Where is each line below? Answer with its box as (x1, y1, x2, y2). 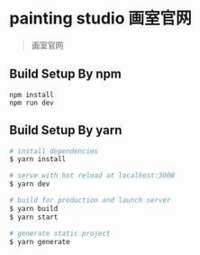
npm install (9, 90, 54, 99)
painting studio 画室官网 (9, 8, 192, 29)
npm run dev (9, 98, 54, 107)
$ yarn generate (9, 237, 70, 246)
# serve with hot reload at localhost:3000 (9, 171, 176, 180)
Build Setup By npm (9, 67, 122, 82)
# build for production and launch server (9, 196, 171, 205)
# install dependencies (9, 146, 99, 156)
